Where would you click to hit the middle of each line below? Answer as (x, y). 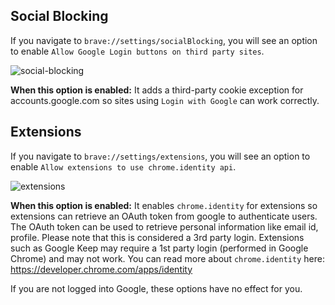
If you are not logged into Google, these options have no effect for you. (156, 288)
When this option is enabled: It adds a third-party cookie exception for (157, 90)
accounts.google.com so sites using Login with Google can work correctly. (165, 100)
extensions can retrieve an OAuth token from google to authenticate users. (164, 216)
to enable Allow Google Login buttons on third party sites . (137, 51)
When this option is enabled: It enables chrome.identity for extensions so (164, 205)
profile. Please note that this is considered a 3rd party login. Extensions (157, 237)
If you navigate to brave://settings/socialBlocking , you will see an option (164, 40)
